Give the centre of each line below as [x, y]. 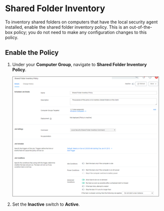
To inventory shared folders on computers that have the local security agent [82, 22]
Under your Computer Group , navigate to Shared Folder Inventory [80, 64]
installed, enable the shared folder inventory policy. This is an [67, 27]
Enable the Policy [32, 53]
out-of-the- [141, 27]
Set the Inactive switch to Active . [46, 204]
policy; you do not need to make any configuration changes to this [80, 32]
